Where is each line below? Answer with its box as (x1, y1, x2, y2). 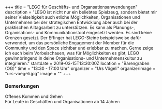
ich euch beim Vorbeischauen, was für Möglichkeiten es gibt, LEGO (5, 50, 139, 56)
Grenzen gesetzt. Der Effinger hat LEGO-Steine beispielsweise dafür (5, 35, 142, 41)
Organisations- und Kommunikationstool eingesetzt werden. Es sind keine (5, 30, 152, 35)
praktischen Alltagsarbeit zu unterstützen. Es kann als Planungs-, (5, 25, 135, 30)
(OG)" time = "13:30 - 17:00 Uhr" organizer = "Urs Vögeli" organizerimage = (5, 66, 156, 71)
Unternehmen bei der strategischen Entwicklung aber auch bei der (5, 19, 138, 25)
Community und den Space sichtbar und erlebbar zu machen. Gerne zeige (5, 45, 154, 51)
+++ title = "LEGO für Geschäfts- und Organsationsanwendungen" (5, 4, 138, 10)
